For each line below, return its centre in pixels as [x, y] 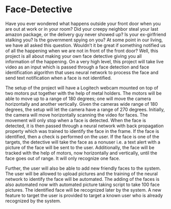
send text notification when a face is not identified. [59, 78]
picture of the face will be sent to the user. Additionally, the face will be [80, 147]
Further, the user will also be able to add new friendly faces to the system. [83, 168]
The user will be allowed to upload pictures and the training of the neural [82, 173]
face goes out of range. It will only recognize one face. [63, 158]
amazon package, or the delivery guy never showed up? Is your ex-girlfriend [86, 34]
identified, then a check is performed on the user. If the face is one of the [82, 136]
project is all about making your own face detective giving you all [74, 56]
